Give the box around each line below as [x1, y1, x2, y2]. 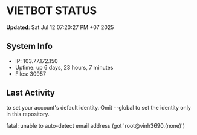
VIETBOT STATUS [6, 4, 97, 18]
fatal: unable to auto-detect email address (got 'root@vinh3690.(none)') [6, 122, 186, 129]
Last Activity [6, 88, 56, 98]
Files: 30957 [15, 70, 47, 77]
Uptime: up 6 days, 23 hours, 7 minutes [15, 64, 114, 71]
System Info [6, 41, 53, 51]
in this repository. [6, 110, 50, 117]
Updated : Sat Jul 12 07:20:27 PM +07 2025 [6, 24, 114, 31]
